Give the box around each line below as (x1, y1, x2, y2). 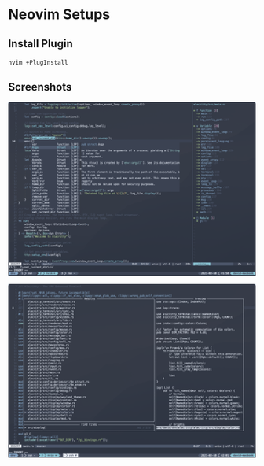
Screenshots (8, 80, 72, 94)
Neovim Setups (8, 6, 111, 24)
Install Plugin (8, 37, 73, 50)
